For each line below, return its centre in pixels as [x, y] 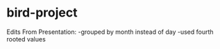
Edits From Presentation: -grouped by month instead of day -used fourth [110, 32]
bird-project [42, 13]
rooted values [26, 39]
